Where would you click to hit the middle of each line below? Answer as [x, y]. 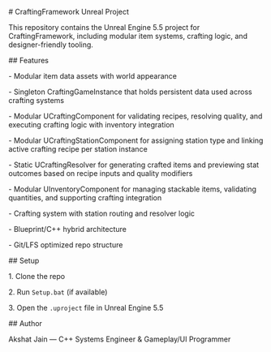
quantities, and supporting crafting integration [85, 197]
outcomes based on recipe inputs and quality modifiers [101, 173]
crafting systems [37, 100]
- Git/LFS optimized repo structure [66, 245]
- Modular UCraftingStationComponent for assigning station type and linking [136, 140]
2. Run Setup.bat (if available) [58, 292]
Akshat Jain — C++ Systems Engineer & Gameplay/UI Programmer [120, 339]
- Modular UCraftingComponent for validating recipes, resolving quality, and [135, 116]
